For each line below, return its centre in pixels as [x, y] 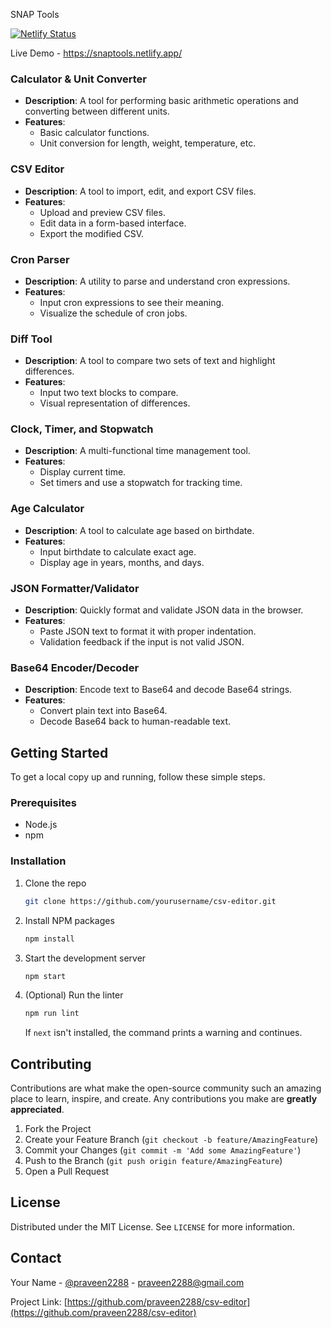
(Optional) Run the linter [74, 995]
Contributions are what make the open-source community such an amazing [166, 1088]
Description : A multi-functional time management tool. [137, 451]
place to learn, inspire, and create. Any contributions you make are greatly [164, 1099]
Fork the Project [58, 1129]
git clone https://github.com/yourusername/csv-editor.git [150, 901]
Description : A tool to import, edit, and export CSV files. [140, 191]
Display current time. [83, 472]
